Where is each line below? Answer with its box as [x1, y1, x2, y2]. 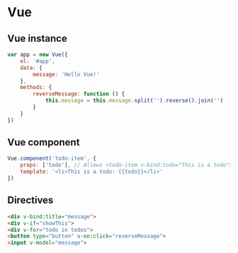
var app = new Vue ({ [7, 51, 69, 58]
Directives [7, 194, 54, 206]
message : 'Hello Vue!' [33, 71, 100, 78]
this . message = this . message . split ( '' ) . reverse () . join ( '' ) [45, 97, 224, 105]
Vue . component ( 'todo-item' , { [7, 155, 97, 163]
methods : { [20, 84, 52, 91]
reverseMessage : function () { [33, 90, 125, 98]
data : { [20, 64, 42, 71]
